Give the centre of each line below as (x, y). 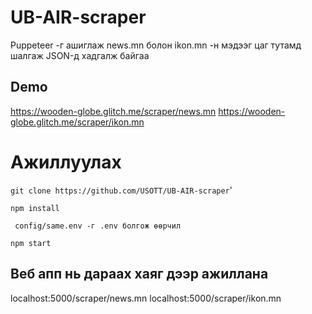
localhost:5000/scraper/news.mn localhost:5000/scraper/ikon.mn (146, 298)
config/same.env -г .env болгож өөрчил (98, 226)
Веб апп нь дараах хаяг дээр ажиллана (139, 274)
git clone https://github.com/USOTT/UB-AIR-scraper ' (121, 190)
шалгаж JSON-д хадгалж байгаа (80, 55)
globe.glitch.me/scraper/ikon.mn (77, 122)
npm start (31, 243)
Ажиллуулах (66, 162)
